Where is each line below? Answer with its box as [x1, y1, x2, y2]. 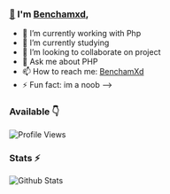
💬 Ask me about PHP [21, 57, 98, 67]
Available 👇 [9, 105, 60, 118]
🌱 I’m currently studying [21, 37, 110, 48]
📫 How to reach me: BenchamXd [21, 66, 144, 77]
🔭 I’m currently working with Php [21, 28, 142, 39]
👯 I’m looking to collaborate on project [21, 47, 161, 58]
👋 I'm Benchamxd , [9, 8, 89, 20]
